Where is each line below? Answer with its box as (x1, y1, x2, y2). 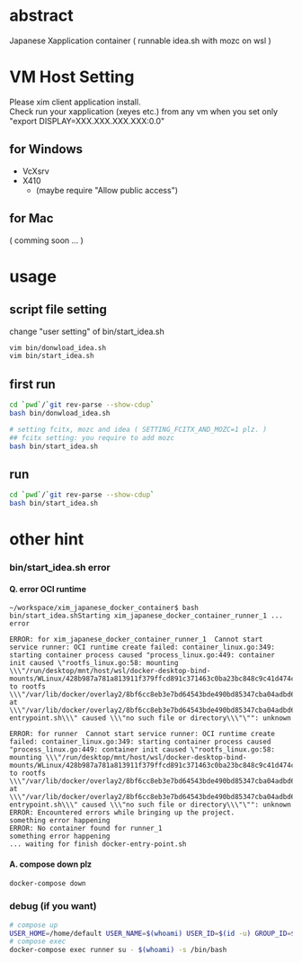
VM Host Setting (9, 67, 135, 87)
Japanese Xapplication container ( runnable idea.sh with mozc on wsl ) (9, 35, 271, 46)
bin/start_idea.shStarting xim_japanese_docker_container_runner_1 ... (9, 611, 283, 621)
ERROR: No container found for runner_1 (9, 824, 164, 833)
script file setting (9, 302, 108, 318)
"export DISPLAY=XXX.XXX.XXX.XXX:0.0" (9, 115, 165, 126)
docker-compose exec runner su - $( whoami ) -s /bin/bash (9, 946, 227, 955)
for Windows (9, 141, 84, 157)
